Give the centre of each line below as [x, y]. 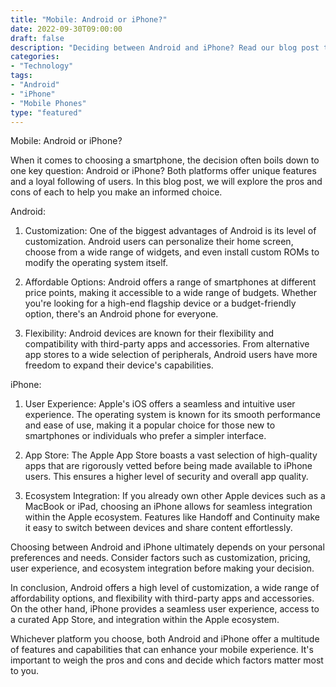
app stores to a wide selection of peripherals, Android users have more [171, 355]
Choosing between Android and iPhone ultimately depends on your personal [167, 547]
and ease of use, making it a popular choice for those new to [150, 425]
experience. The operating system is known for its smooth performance [172, 415]
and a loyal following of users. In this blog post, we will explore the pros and [166, 182]
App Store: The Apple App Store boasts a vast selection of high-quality [171, 455]
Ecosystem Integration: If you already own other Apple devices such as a [175, 496]
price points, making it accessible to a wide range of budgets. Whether [171, 293]
